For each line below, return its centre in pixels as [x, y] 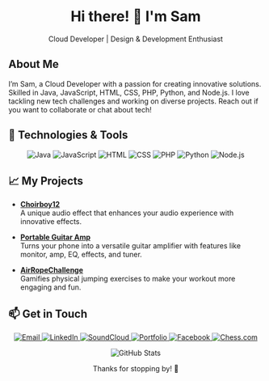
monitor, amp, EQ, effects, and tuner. [81, 255]
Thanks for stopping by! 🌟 [136, 369]
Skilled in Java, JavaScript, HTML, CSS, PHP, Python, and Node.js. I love [129, 92]
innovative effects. [51, 222]
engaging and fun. [50, 287]
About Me [34, 64]
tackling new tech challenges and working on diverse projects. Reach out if [133, 101]
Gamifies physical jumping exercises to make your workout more [128, 279]
